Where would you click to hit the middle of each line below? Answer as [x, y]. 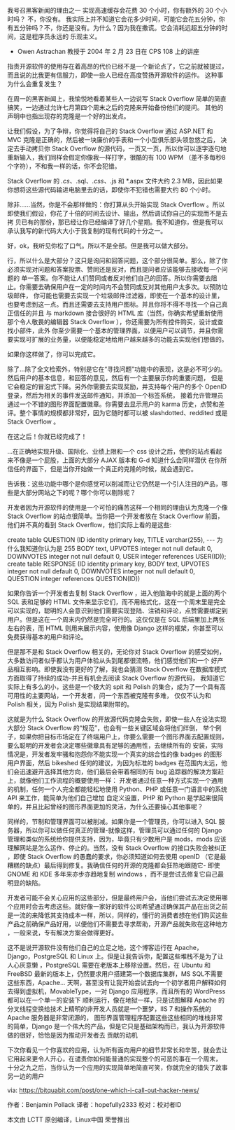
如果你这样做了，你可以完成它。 [53, 354]
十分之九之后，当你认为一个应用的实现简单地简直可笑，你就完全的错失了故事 [117, 1067]
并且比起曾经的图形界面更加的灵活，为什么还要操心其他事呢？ [114, 807]
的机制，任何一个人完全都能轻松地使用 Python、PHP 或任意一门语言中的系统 [117, 789]
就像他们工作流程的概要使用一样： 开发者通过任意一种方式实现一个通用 [121, 780]
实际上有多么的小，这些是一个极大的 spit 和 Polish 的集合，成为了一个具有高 [116, 687]
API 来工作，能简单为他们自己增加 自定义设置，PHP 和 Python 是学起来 [109, 798]
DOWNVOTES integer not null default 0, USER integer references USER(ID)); [117, 556]
